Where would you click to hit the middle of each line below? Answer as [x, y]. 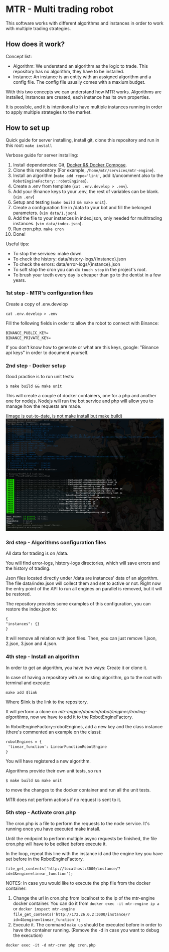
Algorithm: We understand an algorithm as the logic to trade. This [80, 66]
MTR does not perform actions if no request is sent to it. [64, 800]
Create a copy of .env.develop [37, 304]
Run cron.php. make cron [38, 229]
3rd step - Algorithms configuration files [56, 542]
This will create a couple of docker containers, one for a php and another [81, 396]
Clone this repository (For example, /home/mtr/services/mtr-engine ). [84, 170]
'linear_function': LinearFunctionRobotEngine [57, 747]
